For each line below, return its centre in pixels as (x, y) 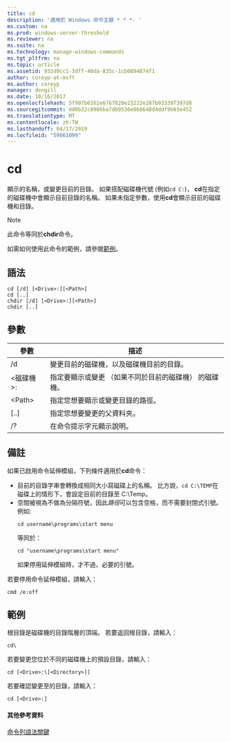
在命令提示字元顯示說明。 (91, 426)
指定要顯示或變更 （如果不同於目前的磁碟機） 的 (128, 377)
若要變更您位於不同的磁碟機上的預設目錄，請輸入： (79, 659)
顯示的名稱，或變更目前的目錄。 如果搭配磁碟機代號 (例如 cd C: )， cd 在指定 (113, 189)
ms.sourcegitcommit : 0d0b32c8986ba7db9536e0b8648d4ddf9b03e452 (100, 109)
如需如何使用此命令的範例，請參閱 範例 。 (64, 249)
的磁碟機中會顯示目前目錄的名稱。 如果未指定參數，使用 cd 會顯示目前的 (108, 198)
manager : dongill (32, 90)
